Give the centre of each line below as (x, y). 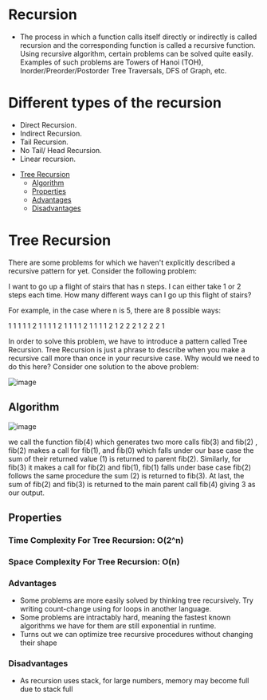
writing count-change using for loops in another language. (116, 609)
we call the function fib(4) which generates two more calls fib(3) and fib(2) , (133, 442)
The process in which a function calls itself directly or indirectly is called (138, 37)
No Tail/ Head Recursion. (61, 150)
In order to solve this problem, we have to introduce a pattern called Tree (128, 341)
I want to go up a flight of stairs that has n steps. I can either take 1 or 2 (125, 286)
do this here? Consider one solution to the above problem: (104, 366)
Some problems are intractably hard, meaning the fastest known (125, 617)
